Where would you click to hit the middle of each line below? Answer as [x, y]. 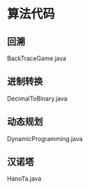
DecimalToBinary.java [37, 98]
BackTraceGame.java [37, 58]
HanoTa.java [24, 179]
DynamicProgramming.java [45, 138]
